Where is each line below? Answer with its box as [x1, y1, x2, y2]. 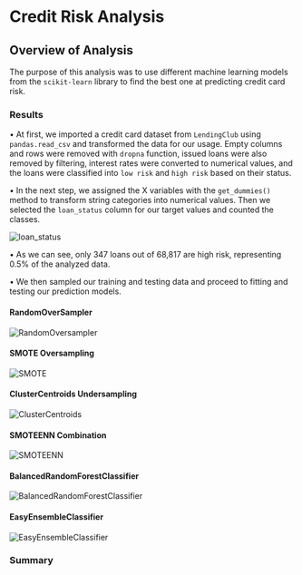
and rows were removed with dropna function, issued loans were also [9, 148, 268, 160]
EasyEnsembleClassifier [9, 511, 104, 522]
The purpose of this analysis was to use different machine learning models [9, 66, 288, 77]
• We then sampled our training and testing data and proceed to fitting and [9, 277, 288, 287]
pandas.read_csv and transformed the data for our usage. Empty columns [9, 139, 283, 150]
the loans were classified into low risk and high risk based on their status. [9, 168, 292, 179]
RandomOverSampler [9, 307, 93, 317]
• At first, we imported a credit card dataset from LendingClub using [9, 129, 261, 140]
